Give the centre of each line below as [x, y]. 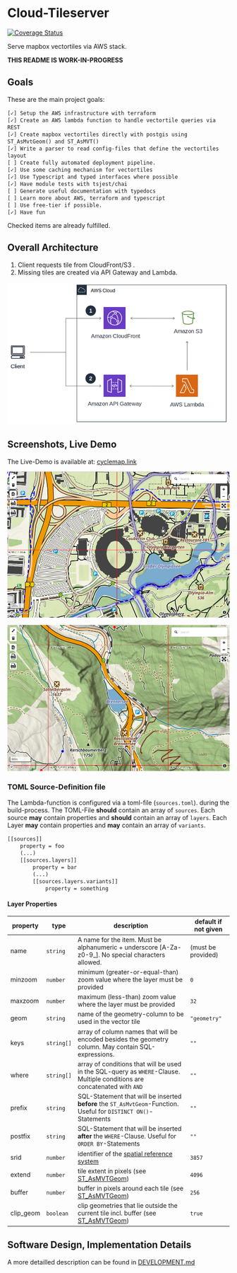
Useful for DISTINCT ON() [113, 1112]
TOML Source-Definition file [56, 787]
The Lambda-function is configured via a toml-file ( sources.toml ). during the [119, 802]
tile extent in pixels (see [112, 1171]
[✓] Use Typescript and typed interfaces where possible [93, 177]
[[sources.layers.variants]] [75, 881]
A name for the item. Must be [120, 940]
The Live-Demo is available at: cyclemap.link [72, 461]
